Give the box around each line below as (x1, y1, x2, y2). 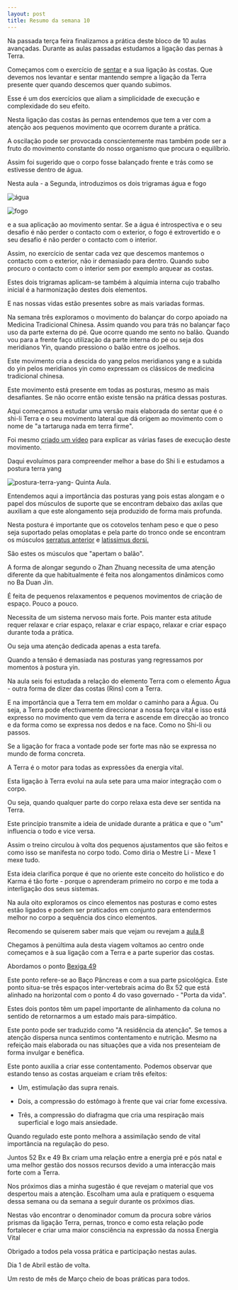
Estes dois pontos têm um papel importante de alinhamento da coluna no (7, 1004, 221, 1013)
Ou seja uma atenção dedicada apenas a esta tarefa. (7, 642, 161, 650)
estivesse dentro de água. (7, 165, 84, 174)
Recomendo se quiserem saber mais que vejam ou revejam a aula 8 (7, 927, 205, 935)
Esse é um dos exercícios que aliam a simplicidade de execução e (7, 94, 200, 103)
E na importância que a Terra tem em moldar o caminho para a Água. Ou (7, 698, 219, 706)
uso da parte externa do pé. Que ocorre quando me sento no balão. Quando (7, 327, 229, 336)
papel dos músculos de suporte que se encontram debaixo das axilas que (7, 499, 223, 507)
